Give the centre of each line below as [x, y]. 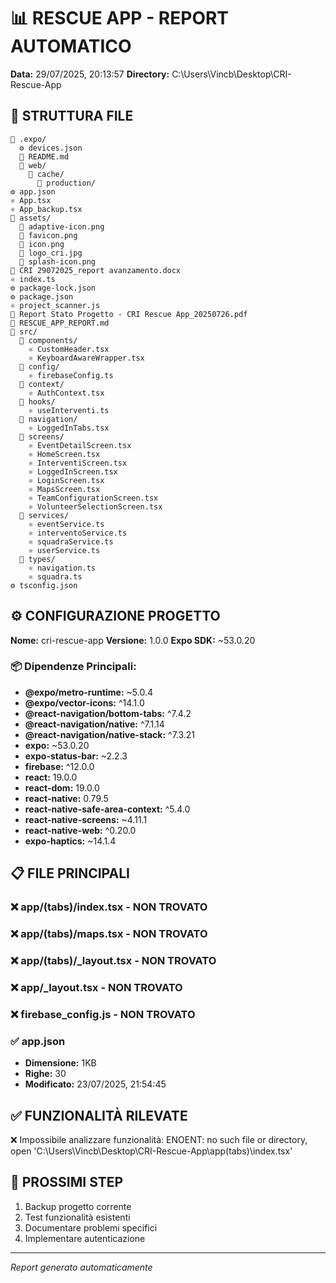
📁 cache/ [46, 174]
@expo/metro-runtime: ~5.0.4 [89, 692]
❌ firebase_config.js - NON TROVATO [103, 1014]
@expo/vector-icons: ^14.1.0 [84, 702]
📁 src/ [24, 331]
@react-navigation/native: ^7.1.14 [94, 724]
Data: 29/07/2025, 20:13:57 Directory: [90, 74]
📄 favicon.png [48, 235]
